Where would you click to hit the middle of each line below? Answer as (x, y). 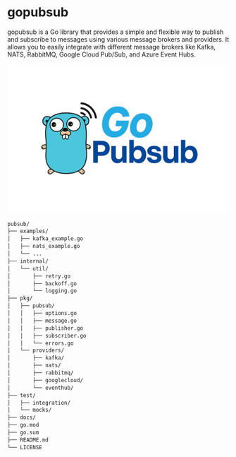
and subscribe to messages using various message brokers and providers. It (118, 39)
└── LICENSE (25, 447)
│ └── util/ (28, 268)
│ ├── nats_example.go (44, 247)
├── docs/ (22, 417)
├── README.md (28, 440)
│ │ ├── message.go (42, 321)
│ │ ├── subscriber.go (47, 336)
